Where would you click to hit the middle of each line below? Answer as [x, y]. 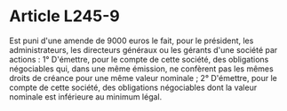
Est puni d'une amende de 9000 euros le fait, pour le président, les [132, 41]
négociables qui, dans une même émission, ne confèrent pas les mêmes [141, 69]
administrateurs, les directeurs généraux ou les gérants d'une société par [143, 49]
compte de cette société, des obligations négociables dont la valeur [133, 87]
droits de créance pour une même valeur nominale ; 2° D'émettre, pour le [143, 78]
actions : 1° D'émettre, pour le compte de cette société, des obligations [139, 59]
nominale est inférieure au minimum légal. [86, 96]
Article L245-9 [64, 16]
